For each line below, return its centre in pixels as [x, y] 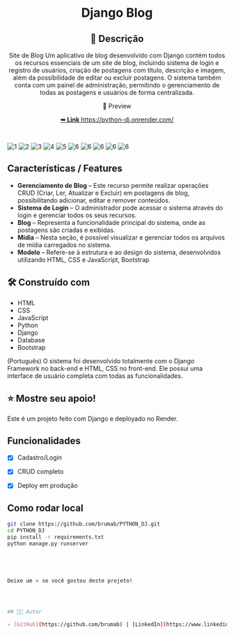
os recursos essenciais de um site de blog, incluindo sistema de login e [117, 63]
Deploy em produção [47, 486]
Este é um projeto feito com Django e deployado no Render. [93, 419]
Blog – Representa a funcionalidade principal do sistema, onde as [111, 222]
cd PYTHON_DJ [26, 531]
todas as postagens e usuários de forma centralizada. [117, 93]
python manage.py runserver [48, 543]
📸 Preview [117, 106]
